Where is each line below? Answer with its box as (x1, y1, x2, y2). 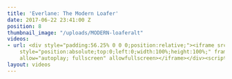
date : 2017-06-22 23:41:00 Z (7, 16, 91, 23)
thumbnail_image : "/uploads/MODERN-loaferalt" (7, 29, 144, 36)
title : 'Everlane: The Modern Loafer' (7, 10, 119, 17)
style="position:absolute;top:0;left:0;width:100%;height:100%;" (19, 49, 212, 56)
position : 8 (7, 23, 41, 30)
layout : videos (7, 61, 51, 68)
